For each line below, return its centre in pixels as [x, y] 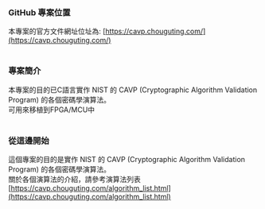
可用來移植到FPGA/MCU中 [52, 110]
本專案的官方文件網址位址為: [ [57, 31]
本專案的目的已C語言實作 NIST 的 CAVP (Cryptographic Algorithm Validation [133, 90]
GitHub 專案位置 [39, 12]
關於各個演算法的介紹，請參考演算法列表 [74, 179]
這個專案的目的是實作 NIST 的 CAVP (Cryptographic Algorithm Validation [127, 159]
